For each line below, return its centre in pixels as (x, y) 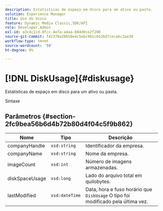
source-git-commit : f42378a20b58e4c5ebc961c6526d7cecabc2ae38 (69, 37)
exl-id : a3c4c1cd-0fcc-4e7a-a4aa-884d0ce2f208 (53, 32)
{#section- (59, 116)
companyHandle (26, 146)
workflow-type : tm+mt (27, 41)
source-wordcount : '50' (29, 46)
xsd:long (61, 179)
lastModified (22, 195)
